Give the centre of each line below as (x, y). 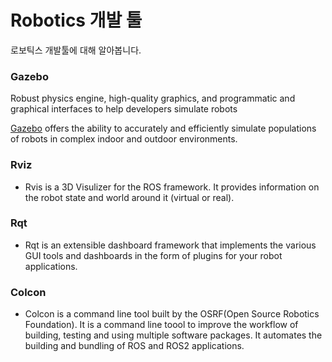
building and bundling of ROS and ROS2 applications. (134, 346)
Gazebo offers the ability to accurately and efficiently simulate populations (163, 128)
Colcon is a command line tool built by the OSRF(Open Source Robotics (172, 314)
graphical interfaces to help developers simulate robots (124, 109)
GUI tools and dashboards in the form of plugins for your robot (153, 255)
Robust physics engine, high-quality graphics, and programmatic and (153, 98)
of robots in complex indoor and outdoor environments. (124, 139)
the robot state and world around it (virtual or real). (129, 197)
